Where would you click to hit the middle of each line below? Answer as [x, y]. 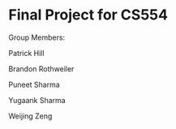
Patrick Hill [26, 53]
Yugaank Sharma [37, 100]
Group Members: [37, 37]
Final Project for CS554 [88, 15]
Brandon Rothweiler [41, 69]
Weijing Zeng [30, 116]
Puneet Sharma [34, 84]
